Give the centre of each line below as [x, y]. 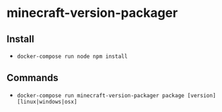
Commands [33, 78]
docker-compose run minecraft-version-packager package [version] [116, 95]
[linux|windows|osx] [47, 101]
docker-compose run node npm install [72, 56]
